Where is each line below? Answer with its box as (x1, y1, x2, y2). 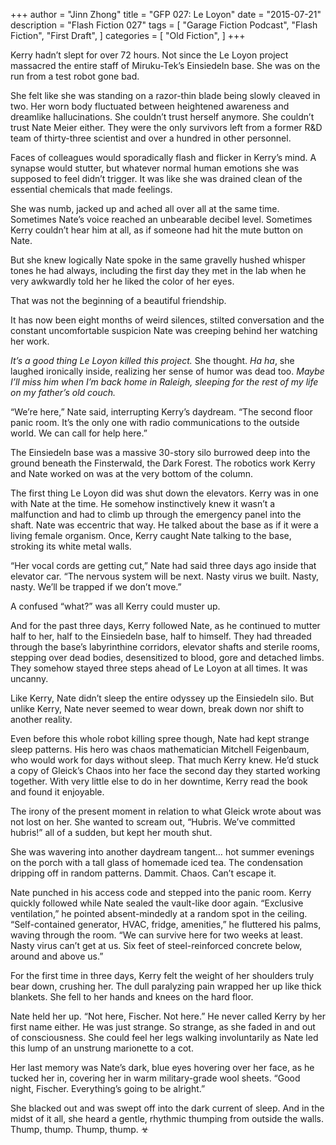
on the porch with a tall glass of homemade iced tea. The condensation (10, 857, 304, 868)
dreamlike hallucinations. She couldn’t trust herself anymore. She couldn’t (10, 111, 315, 123)
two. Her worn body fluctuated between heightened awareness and (10, 100, 290, 112)
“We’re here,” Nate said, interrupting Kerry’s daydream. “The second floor (10, 406, 313, 418)
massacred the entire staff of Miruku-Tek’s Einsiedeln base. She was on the (10, 60, 321, 71)
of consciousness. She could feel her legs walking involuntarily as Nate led (10, 1032, 319, 1043)
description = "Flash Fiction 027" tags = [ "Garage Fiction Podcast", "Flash (10, 19, 318, 31)
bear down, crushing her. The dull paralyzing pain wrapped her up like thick (10, 980, 322, 992)
